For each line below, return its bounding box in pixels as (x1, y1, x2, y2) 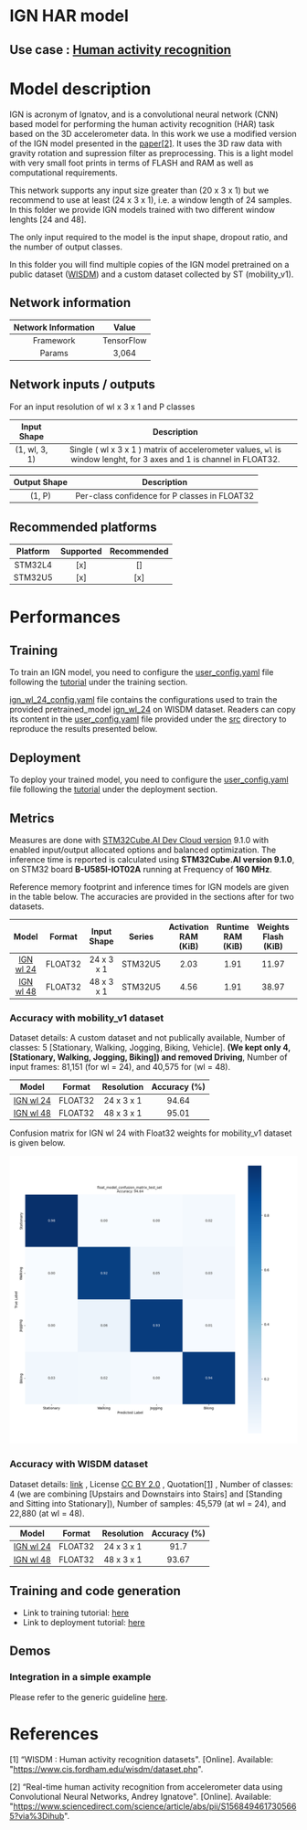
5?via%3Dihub (9, 1810, 65, 1821)
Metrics (9, 810, 55, 826)
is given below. (9, 1137, 66, 1148)
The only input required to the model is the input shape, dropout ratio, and (9, 231, 288, 242)
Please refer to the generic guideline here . (9, 1691, 168, 1702)
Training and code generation (9, 1582, 181, 1599)
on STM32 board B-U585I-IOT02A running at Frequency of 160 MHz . (9, 864, 272, 875)
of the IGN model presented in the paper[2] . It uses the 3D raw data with (9, 138, 282, 149)
